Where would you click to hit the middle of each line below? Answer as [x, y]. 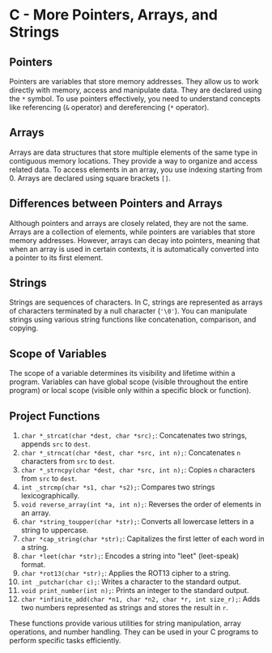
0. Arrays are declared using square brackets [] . [90, 178]
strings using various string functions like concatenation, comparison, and [133, 320]
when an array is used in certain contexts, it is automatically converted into [134, 249]
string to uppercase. [55, 530]
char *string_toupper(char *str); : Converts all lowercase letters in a [137, 522]
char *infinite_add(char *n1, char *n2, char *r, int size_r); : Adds [140, 599]
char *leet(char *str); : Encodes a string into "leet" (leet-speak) [130, 556]
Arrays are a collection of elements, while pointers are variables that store [132, 232]
